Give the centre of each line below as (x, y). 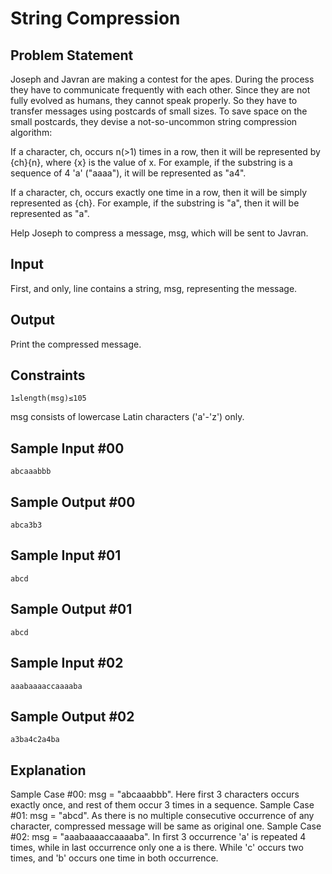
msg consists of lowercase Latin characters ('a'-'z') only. (127, 417)
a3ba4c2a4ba (35, 740)
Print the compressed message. (76, 344)
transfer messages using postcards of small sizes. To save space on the (159, 111)
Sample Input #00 (67, 448)
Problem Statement (72, 55)
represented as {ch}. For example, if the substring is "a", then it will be (155, 203)
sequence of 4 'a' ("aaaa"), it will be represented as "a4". (128, 173)
